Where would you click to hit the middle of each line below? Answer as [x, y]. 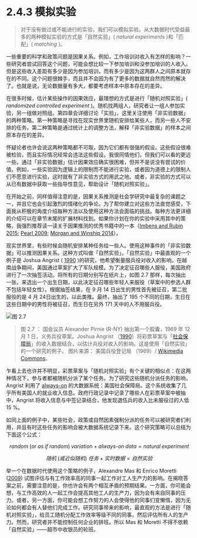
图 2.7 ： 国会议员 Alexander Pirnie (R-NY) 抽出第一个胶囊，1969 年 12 [105, 329]
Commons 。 [35, 358]
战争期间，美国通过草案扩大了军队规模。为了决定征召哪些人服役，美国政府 [101, 267]
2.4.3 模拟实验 [41, 12]
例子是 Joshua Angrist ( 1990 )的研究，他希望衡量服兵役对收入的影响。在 [94, 260]
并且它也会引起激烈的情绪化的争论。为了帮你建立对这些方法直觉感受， [101, 203]
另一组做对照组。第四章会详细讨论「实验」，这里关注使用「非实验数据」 [102, 113]
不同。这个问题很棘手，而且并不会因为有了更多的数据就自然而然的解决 [101, 78]
